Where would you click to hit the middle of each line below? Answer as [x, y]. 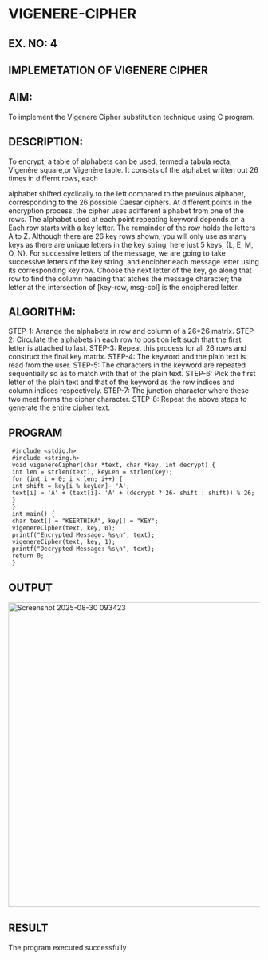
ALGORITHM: [42, 312]
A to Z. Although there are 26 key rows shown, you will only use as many [128, 236]
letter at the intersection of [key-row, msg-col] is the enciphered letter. [124, 287]
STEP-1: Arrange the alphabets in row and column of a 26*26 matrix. [121, 331]
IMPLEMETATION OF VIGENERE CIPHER [108, 70]
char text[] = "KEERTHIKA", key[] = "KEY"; [85, 521]
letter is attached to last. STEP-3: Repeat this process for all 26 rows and [128, 348]
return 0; [28, 556]
